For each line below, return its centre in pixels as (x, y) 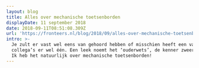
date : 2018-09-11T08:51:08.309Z (46, 28)
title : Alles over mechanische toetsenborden (63, 17)
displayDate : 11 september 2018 (46, 22)
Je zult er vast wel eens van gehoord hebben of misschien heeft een (99, 45)
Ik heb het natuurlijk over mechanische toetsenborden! (82, 56)
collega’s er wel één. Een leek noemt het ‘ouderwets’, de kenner (95, 50)
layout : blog (22, 12)
